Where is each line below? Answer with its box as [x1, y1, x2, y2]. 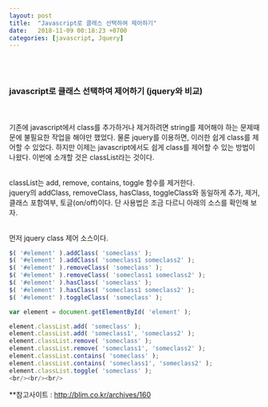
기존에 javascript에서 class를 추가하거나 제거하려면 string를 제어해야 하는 [9, 122, 238, 132]
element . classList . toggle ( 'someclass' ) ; [9, 366, 152, 375]
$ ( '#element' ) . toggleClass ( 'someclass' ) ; [9, 293, 163, 302]
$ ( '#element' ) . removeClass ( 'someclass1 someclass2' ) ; [9, 271, 206, 279]
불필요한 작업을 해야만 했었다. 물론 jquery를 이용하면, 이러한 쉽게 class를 [23, 132, 250, 142]
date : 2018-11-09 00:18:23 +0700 [9, 26, 128, 34]
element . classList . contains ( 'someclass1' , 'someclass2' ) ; [9, 359, 214, 367]
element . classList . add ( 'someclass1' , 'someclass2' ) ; [9, 330, 195, 338]
